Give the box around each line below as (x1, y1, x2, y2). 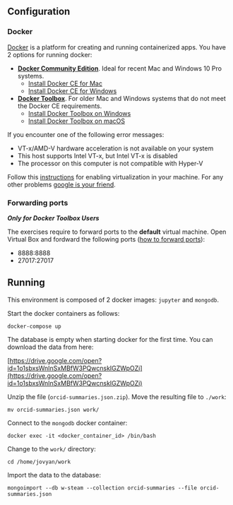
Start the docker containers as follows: (7, 309, 120, 317)
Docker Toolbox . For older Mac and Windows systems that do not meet (17, 94, 226, 102)
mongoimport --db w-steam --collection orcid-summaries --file (7, 484, 198, 492)
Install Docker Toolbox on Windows (28, 109, 131, 117)
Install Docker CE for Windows (28, 86, 117, 95)
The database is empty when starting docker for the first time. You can (7, 335, 213, 343)
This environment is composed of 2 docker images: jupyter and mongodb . (7, 295, 220, 304)
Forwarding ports (7, 198, 68, 208)
